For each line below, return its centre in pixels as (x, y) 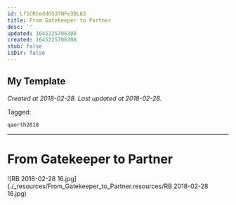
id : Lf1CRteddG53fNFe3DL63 (47, 14)
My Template (37, 81)
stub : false (25, 46)
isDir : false (26, 53)
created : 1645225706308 (42, 40)
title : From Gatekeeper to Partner (59, 20)
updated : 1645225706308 (42, 33)
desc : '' (20, 27)
